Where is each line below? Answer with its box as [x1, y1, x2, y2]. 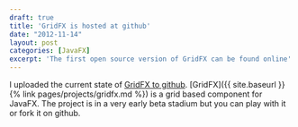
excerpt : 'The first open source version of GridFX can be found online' [9, 55, 293, 63]
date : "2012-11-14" [9, 30, 83, 38]
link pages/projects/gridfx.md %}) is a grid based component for [22, 89, 263, 99]
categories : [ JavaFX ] [9, 47, 91, 55]
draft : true [9, 13, 54, 22]
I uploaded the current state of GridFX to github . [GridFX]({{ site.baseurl [9, 80, 276, 89]
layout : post [9, 38, 59, 47]
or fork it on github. [9, 108, 81, 118]
